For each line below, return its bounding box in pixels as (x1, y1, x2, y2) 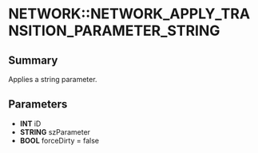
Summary (8, 53, 58, 67)
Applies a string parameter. (8, 75, 97, 84)
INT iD (19, 119, 42, 128)
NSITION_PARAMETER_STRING (8, 22, 220, 40)
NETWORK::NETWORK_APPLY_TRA (8, 5, 250, 23)
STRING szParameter (19, 127, 90, 136)
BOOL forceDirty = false (19, 135, 100, 145)
